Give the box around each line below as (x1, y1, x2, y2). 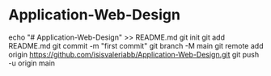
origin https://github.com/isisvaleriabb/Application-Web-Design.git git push (8, 49, 260, 59)
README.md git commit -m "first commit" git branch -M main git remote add (8, 40, 264, 50)
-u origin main (8, 58, 55, 68)
